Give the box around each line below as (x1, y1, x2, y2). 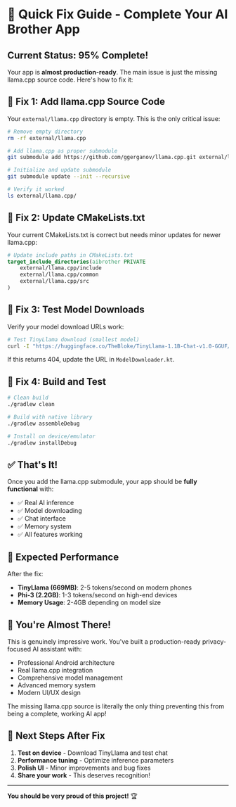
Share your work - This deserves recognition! (17, 770, 151, 780)
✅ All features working (17, 530, 83, 539)
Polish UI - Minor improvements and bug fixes (17, 763, 151, 772)
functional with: (7, 485, 54, 493)
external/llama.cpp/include (20, 265, 102, 272)
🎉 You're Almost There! (7, 618, 111, 630)
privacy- (202, 637, 227, 646)
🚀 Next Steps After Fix (7, 730, 105, 742)
